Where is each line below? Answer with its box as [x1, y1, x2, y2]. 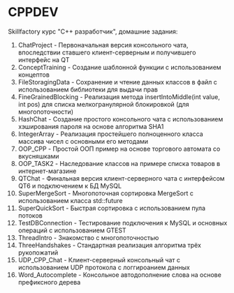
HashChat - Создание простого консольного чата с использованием [17, 114, 224, 123]
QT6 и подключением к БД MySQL [17, 181, 122, 190]
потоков [17, 211, 43, 220]
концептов [17, 70, 50, 79]
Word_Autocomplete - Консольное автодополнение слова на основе [17, 270, 222, 279]
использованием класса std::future [17, 196, 123, 204]
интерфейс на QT [17, 55, 70, 63]
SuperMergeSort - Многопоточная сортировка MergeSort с [17, 189, 194, 197]
